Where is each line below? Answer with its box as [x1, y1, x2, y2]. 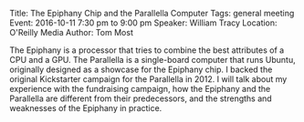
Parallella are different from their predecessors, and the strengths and [9, 93, 272, 104]
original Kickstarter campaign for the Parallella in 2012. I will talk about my [9, 74, 288, 85]
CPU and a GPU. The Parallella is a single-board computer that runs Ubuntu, [9, 55, 296, 65]
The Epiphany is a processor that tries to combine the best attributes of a [9, 45, 285, 56]
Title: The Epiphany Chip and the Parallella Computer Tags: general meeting [9, 8, 295, 18]
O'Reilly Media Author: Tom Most [9, 27, 134, 37]
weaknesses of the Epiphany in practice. [9, 103, 162, 113]
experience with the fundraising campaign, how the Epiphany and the [9, 84, 271, 94]
